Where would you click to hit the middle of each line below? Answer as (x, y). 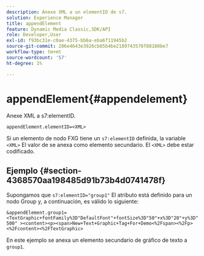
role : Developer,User (34, 35)
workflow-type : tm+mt (34, 52)
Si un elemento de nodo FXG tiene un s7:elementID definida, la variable (96, 138)
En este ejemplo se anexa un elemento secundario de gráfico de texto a (97, 240)
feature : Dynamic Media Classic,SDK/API (59, 29)
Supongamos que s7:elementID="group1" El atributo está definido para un (99, 195)
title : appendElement (34, 23)
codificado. (21, 151)
